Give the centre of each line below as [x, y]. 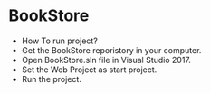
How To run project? [60, 41]
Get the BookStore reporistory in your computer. [111, 50]
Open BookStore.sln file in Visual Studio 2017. [106, 60]
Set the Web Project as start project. [89, 70]
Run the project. [52, 79]
